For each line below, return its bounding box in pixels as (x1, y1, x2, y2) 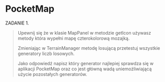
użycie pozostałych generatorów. (17, 71, 87, 77)
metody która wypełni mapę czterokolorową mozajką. (17, 35, 130, 41)
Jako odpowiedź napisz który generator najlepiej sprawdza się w (17, 60, 154, 66)
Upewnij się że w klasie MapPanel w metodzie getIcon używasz (17, 30, 151, 36)
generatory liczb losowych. (17, 50, 75, 57)
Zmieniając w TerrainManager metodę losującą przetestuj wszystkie (17, 45, 160, 51)
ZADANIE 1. (5, 20, 29, 26)
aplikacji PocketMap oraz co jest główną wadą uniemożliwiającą (17, 66, 152, 72)
